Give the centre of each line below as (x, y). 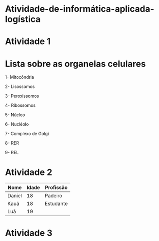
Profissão (56, 188)
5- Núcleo (15, 115)
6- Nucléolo (17, 124)
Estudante (56, 204)
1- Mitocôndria (19, 77)
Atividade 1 (28, 42)
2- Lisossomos (20, 86)
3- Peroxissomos (22, 96)
